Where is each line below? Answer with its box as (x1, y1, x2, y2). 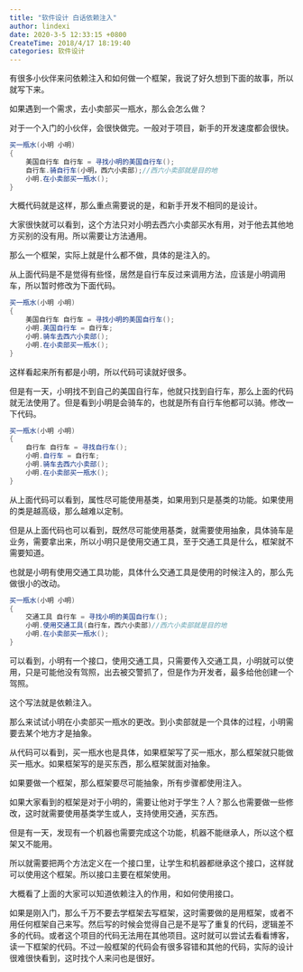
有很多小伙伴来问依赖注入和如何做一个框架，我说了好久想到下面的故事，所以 (9, 73, 294, 84)
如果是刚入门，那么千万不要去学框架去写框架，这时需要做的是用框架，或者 (9, 907, 286, 918)
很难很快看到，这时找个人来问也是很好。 (9, 952, 160, 963)
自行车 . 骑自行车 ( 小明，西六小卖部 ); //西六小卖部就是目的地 (25, 165, 218, 175)
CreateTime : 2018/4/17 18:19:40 (9, 38, 131, 48)
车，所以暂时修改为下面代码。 (9, 280, 120, 291)
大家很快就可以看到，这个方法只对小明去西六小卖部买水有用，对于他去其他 (9, 219, 286, 231)
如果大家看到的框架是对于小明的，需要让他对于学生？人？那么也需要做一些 (9, 797, 286, 807)
